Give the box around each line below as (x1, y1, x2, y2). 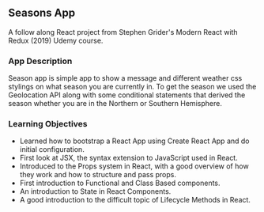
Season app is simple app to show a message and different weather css (8, 74, 243, 83)
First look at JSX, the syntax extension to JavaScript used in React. (19, 153, 239, 163)
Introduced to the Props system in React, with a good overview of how (19, 161, 249, 171)
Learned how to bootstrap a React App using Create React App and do (19, 136, 250, 146)
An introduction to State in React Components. (19, 187, 172, 196)
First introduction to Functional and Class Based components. (19, 178, 221, 188)
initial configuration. (19, 145, 85, 154)
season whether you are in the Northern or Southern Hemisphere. (8, 99, 223, 108)
